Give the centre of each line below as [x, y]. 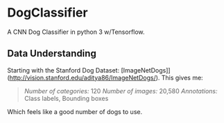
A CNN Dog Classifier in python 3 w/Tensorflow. [76, 32]
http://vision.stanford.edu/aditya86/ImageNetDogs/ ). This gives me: [106, 77]
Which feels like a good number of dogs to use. [75, 111]
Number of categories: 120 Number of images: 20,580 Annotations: [121, 91]
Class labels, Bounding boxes [66, 98]
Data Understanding [52, 54]
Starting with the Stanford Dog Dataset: [63, 70]
